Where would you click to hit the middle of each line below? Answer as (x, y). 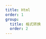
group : (12, 19)
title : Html (18, 10)
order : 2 (19, 29)
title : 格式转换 (26, 24)
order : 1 (14, 15)
